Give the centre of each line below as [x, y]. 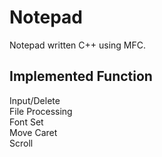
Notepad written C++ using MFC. [77, 45]
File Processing [41, 111]
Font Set [26, 122]
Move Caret [33, 132]
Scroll [21, 143]
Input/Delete [35, 100]
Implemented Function [81, 76]
